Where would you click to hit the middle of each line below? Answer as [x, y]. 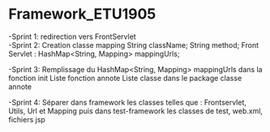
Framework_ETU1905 [82, 14]
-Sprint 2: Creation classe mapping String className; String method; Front [134, 45]
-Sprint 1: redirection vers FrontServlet [72, 36]
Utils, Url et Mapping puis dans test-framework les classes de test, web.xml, [136, 111]
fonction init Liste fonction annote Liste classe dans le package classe [125, 78]
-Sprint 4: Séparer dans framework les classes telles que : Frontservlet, [128, 102]
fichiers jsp [27, 119]
